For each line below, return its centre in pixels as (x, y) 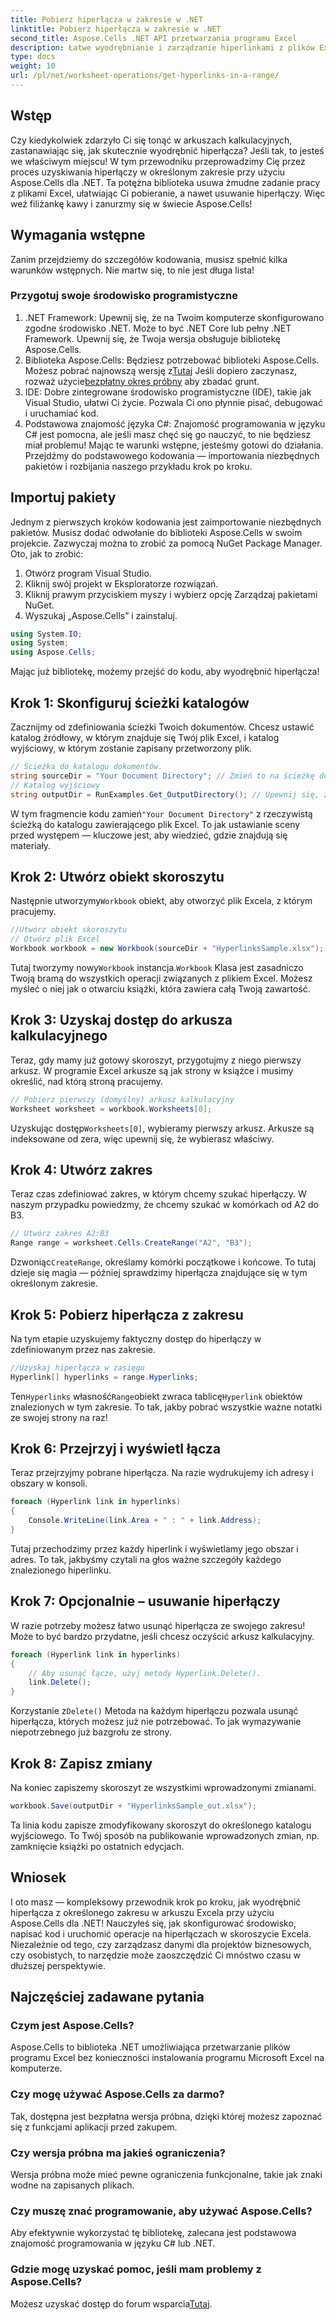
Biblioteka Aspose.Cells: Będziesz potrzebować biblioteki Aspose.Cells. (172, 360)
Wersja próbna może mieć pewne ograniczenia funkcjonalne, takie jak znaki (166, 2174)
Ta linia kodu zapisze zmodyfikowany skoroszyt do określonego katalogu (161, 1825)
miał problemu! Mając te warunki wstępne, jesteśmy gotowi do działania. (174, 445)
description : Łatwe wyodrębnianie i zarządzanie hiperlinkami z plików (162, 47)
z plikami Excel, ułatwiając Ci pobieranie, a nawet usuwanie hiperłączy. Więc (168, 193)
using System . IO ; (46, 634)
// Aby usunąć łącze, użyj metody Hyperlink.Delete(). (145, 1673)
